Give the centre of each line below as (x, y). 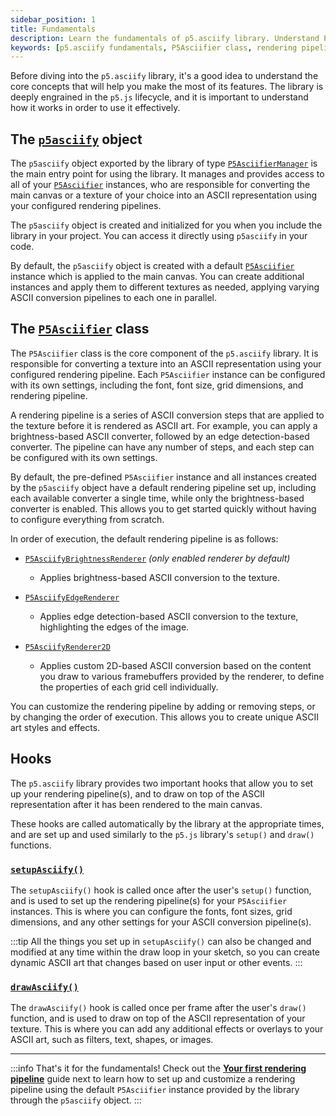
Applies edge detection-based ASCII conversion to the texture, (169, 616)
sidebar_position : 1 (53, 19)
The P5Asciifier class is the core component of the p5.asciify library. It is (164, 353)
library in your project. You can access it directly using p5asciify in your (159, 236)
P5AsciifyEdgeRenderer (72, 597)
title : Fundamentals (53, 29)
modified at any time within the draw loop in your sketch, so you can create (165, 952)
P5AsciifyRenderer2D (67, 647)
